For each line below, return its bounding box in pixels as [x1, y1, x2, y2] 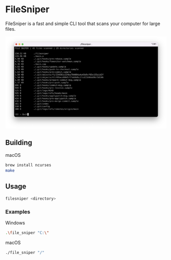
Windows [5, 220, 26, 226]
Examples [5, 208, 31, 216]
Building [5, 138, 32, 147]
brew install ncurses [5, 162, 52, 168]
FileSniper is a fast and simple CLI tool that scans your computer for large [5, 20, 160, 27]
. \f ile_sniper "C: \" [5, 230, 50, 235]
